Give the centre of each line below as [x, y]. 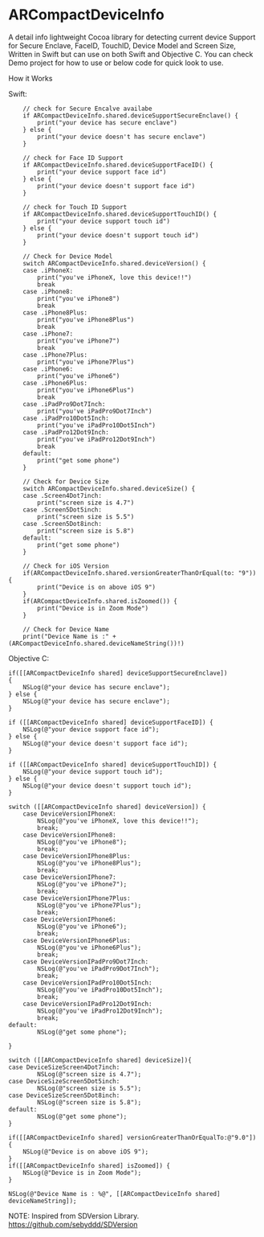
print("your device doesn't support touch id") [118, 235]
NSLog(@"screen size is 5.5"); [89, 1088]
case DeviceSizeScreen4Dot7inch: [64, 1067]
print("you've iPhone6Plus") [86, 390]
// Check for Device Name [66, 629]
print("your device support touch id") [104, 221]
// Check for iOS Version [66, 566]
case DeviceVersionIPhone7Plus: [77, 898]
